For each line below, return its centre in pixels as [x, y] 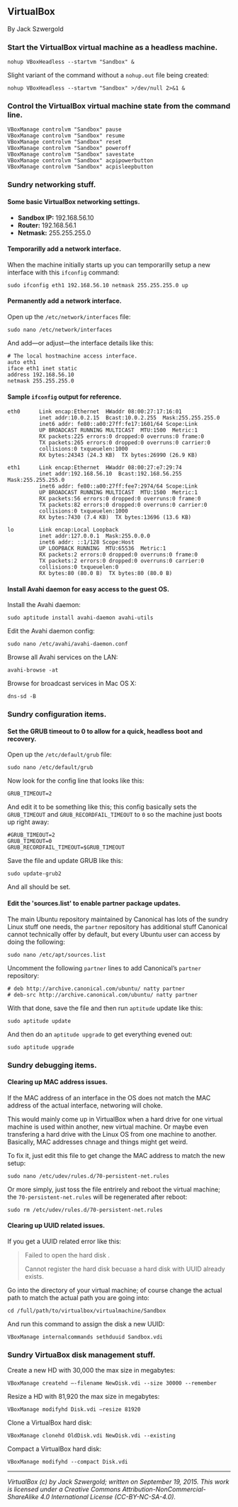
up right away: [28, 822]
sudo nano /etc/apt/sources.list [57, 955]
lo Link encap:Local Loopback [63, 530]
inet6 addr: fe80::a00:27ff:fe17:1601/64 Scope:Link [118, 424]
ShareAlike [23, 1497]
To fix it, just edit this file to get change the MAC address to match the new [116, 1155]
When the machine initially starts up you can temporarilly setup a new [109, 264]
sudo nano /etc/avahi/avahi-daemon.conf [68, 644]
